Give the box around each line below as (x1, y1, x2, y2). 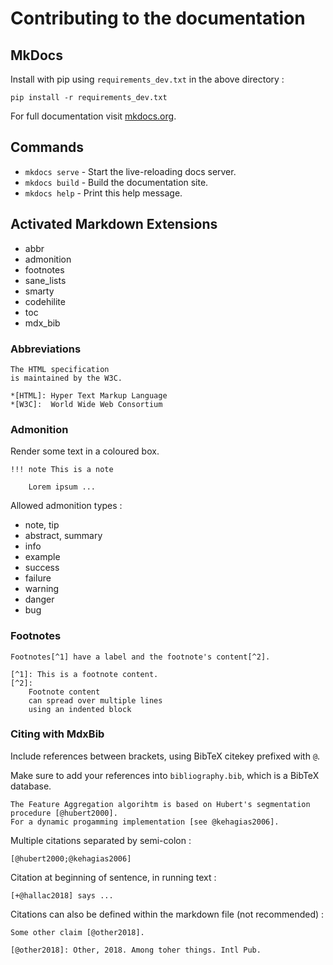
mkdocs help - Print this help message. (24, 187, 183, 199)
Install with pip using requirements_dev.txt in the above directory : (10, 73, 285, 85)
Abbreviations (10, 342, 82, 356)
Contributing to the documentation (10, 7, 306, 30)
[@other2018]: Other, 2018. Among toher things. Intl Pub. (10, 945, 262, 955)
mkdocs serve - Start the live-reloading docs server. (24, 165, 237, 177)
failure (24, 572, 52, 584)
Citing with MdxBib (10, 727, 105, 741)
